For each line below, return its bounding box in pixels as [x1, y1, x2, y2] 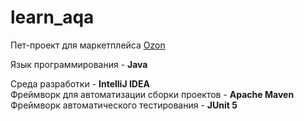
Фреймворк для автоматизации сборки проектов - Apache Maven [10, 88, 295, 100]
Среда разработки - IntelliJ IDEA [10, 77, 150, 90]
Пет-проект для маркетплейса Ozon [10, 39, 166, 51]
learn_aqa [10, 6, 95, 29]
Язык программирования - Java [10, 58, 148, 70]
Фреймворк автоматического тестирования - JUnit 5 [10, 99, 238, 111]
